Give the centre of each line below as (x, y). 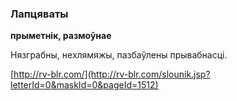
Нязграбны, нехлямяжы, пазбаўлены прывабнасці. (119, 55)
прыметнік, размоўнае (61, 36)
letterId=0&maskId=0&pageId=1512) (84, 85)
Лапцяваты (39, 14)
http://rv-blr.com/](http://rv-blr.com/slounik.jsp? (112, 74)
